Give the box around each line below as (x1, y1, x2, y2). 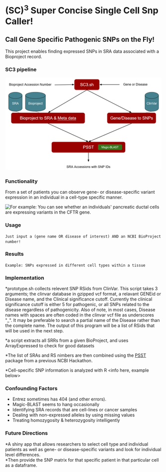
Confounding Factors (5, 385, 58, 392)
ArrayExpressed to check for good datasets (5, 343, 94, 349)
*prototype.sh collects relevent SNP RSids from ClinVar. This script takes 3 (5, 286, 158, 292)
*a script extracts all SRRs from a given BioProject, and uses (5, 337, 129, 343)
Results (5, 250, 24, 257)
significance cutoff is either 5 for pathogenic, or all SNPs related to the (5, 302, 150, 308)
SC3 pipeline (5, 66, 37, 73)
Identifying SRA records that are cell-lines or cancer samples (12, 407, 138, 413)
